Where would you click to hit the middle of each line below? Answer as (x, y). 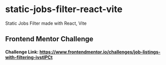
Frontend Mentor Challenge (49, 39)
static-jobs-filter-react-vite (64, 9)
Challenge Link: (22, 52)
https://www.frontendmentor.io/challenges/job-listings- (100, 52)
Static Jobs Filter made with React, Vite (46, 23)
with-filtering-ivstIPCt (29, 57)
